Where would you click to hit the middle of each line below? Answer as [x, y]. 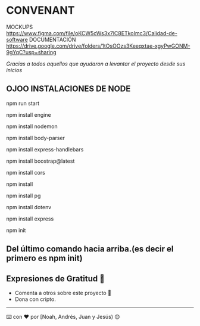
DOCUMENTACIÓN [52, 39]
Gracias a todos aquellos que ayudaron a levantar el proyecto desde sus [96, 64]
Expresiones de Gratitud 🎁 [56, 279]
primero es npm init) [44, 258]
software [17, 39]
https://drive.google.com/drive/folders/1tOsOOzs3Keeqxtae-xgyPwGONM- [98, 46]
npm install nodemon [32, 126]
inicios [14, 70]
